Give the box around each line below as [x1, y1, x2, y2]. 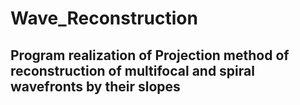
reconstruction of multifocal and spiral [10, 62, 255, 79]
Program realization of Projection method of [10, 47, 290, 64]
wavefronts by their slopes [10, 78, 181, 95]
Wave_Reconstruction [10, 7, 198, 30]
